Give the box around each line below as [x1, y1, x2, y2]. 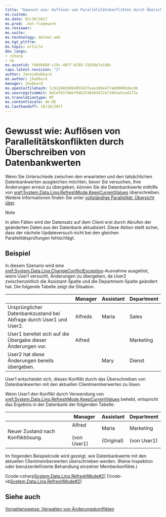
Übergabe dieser [7, 336, 47, 343]
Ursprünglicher [7, 304, 43, 311]
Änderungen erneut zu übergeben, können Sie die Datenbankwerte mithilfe [5, 184, 158, 190]
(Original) [101, 437, 124, 444]
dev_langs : [5, 49, 28, 54]
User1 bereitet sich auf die [7, 330, 70, 337]
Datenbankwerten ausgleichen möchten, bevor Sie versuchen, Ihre [5, 179, 141, 185]
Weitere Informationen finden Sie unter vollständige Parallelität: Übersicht [5, 194, 155, 200]
